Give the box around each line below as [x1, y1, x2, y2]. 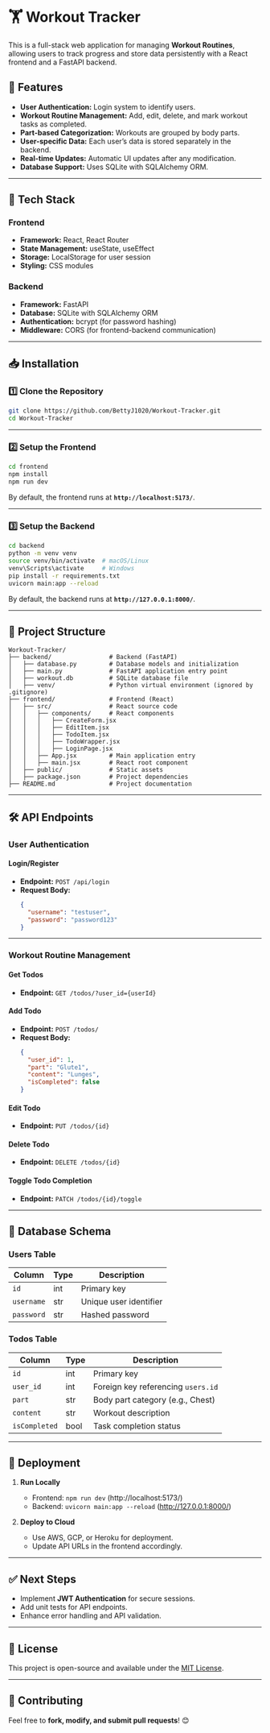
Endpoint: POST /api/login [19, 877, 110, 886]
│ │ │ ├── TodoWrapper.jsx [8, 738, 121, 746]
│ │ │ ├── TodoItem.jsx [8, 731, 110, 739]
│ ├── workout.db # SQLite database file [8, 674, 189, 682]
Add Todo [8, 1006, 42, 1016]
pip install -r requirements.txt [8, 571, 121, 580]
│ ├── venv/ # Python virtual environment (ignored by [8, 682, 253, 690]
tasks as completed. [19, 119, 87, 129]
